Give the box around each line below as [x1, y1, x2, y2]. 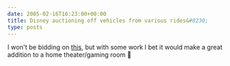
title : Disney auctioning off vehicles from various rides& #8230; [7, 17, 209, 24]
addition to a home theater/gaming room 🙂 [7, 50, 132, 59]
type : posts [7, 23, 43, 31]
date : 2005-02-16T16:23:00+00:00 [7, 10, 107, 18]
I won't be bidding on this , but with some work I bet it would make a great [7, 43, 223, 52]
